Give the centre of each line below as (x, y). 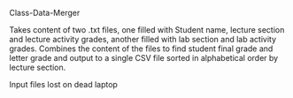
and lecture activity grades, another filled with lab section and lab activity (143, 39)
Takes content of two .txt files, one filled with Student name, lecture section (147, 30)
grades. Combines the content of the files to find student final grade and (141, 49)
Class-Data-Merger (45, 13)
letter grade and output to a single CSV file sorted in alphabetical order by (144, 58)
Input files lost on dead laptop (63, 84)
